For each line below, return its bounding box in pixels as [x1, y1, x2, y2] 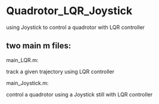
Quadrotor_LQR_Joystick [6, 4, 133, 18]
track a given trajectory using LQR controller [6, 68, 115, 75]
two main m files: [6, 41, 71, 51]
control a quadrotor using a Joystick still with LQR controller [6, 90, 153, 98]
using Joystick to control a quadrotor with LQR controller [6, 24, 145, 31]
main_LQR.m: [6, 56, 39, 63]
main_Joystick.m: [6, 79, 49, 86]
